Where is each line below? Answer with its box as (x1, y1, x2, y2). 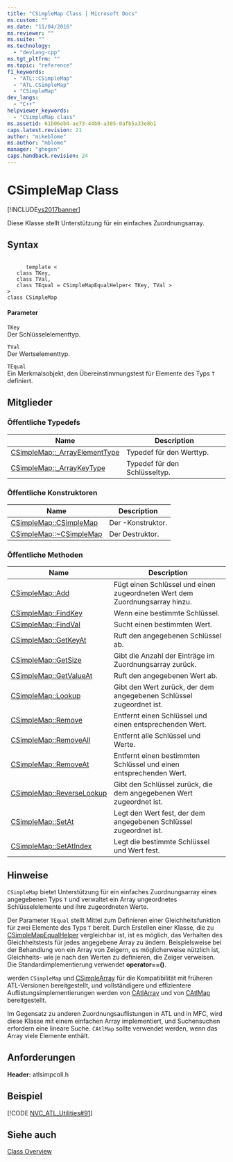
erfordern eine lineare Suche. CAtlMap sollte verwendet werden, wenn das (7, 1024, 218, 1033)
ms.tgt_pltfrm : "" (7, 56, 60, 63)
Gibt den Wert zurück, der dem (113, 682, 214, 692)
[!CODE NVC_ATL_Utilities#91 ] (7, 1108, 93, 1117)
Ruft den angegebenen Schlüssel (113, 631, 222, 640)
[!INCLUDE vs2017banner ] (7, 205, 81, 213)
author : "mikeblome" (7, 133, 67, 140)
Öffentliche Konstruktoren (7, 488, 98, 498)
